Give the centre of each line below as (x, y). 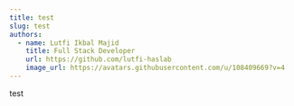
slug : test (30, 26)
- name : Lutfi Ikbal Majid (68, 43)
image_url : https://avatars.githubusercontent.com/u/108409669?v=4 (155, 68)
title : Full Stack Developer (81, 51)
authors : (26, 34)
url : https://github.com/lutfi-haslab (99, 59)
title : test (32, 18)
